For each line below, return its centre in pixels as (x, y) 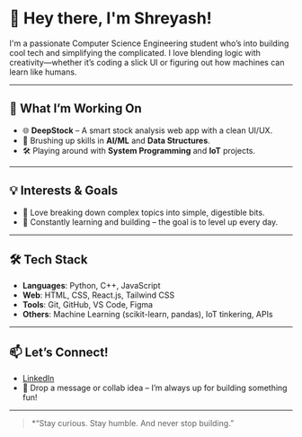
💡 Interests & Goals (64, 191)
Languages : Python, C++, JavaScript (91, 286)
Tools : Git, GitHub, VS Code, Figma (88, 305)
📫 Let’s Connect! (59, 352)
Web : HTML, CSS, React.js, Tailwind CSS (98, 295)
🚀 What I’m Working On (75, 108)
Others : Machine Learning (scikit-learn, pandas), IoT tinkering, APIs (147, 315)
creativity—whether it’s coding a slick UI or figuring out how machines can (147, 62)
